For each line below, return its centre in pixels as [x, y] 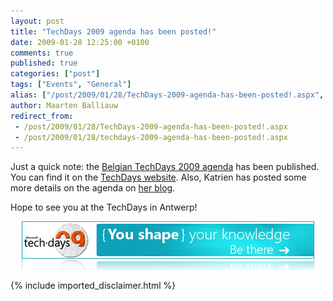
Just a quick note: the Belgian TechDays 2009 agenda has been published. [165, 167]
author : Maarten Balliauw [64, 105]
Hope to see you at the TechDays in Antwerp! [104, 207]
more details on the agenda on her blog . [93, 188]
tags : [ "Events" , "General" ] [71, 85]
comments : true [42, 53]
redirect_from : [42, 116]
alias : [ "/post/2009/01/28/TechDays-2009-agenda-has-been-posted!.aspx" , [167, 95]
